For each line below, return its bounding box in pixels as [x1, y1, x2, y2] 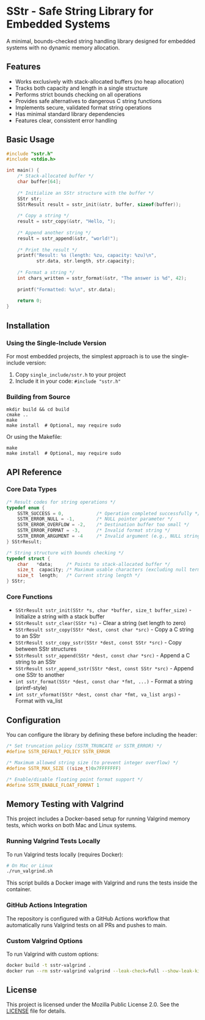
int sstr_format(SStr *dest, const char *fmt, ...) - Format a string [15, 678, 193, 685]
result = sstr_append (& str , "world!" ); [17, 235, 119, 242]
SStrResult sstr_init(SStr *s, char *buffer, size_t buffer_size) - [15, 606, 192, 614]
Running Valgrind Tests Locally [6, 837, 101, 845]
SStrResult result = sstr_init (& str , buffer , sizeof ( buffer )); [17, 201, 182, 208]
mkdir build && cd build [6, 407, 70, 413]
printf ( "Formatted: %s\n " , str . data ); [17, 286, 116, 292]
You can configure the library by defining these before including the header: [6, 731, 198, 739]
